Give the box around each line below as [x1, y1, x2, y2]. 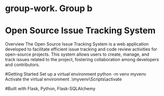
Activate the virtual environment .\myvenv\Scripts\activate [5, 76, 122, 82]
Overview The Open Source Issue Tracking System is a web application [5, 41, 149, 47]
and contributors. [5, 62, 40, 68]
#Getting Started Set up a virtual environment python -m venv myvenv [5, 71, 146, 77]
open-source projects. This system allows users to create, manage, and [5, 51, 150, 57]
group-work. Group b [5, 3, 93, 14]
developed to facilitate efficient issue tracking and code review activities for [5, 47, 158, 52]
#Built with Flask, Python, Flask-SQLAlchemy [5, 86, 96, 92]
